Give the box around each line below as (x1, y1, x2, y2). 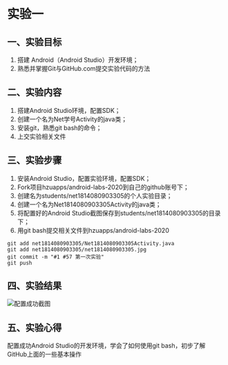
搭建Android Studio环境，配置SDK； (17, 106, 121, 114)
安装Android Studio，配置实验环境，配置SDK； (17, 174, 151, 182)
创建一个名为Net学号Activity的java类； (17, 115, 128, 123)
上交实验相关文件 (17, 132, 66, 141)
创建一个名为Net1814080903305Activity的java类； (17, 200, 162, 208)
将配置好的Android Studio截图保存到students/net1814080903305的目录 (17, 208, 221, 217)
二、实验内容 (7, 87, 62, 98)
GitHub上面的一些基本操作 (7, 350, 82, 359)
